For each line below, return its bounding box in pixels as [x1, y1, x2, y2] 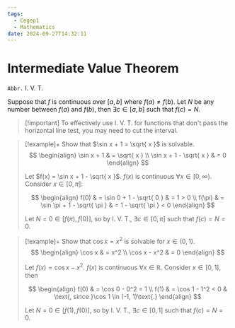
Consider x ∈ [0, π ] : [24, 180, 84, 188]
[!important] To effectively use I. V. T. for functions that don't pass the [24, 119, 229, 127]
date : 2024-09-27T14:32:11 [7, 30, 87, 37]
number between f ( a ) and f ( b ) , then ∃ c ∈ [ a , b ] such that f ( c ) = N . [7, 105, 200, 114]
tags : [7, 10, 23, 18]
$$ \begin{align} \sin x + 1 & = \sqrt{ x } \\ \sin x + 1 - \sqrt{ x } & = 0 [28, 151, 227, 160]
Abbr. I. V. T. [7, 84, 44, 93]
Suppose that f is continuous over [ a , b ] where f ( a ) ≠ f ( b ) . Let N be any [7, 98, 214, 106]
